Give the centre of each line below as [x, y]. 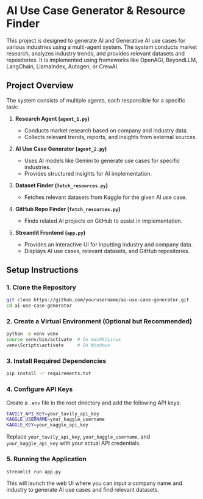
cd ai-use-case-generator [39, 306]
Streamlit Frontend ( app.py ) [50, 232]
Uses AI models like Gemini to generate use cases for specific [102, 160]
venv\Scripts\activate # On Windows [59, 345]
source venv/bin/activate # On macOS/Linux [64, 340]
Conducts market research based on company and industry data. [106, 130]
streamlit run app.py [34, 472]
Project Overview [40, 86]
